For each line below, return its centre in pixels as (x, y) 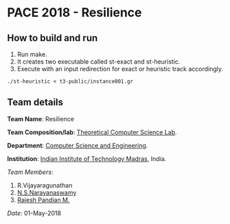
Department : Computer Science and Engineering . (78, 145)
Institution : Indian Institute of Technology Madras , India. (87, 158)
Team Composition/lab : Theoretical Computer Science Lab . (92, 132)
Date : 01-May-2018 (34, 213)
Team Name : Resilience (41, 119)
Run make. (32, 54)
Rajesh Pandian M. (43, 199)
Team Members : (30, 172)
